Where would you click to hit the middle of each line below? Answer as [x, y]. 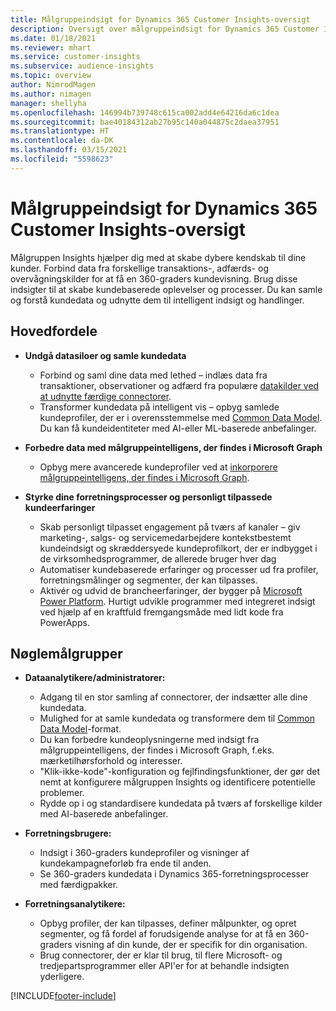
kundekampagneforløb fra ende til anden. [125, 863]
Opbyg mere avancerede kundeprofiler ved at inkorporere [158, 467]
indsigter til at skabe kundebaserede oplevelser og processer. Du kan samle [166, 289]
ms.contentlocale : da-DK [62, 141]
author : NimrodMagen [53, 85]
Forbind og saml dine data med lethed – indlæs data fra [153, 375]
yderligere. [62, 977]
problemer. [62, 793]
